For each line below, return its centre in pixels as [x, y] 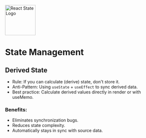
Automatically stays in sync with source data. [57, 131]
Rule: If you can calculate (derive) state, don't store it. [66, 82]
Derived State [26, 70]
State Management [45, 52]
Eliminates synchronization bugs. [45, 120]
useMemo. [23, 97]
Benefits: [16, 109]
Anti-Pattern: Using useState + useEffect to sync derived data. [75, 87]
